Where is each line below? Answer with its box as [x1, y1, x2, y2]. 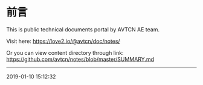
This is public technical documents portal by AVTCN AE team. [6, 25, 160, 33]
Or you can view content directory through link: [6, 49, 124, 56]
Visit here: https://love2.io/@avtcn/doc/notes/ [6, 37, 120, 45]
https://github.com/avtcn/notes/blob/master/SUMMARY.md [6, 55, 155, 63]
